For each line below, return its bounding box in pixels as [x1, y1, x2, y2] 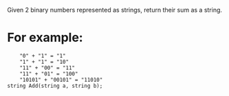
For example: [7, 30, 84, 45]
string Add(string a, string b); [7, 82, 103, 89]
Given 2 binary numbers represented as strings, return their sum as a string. [7, 6, 222, 14]
